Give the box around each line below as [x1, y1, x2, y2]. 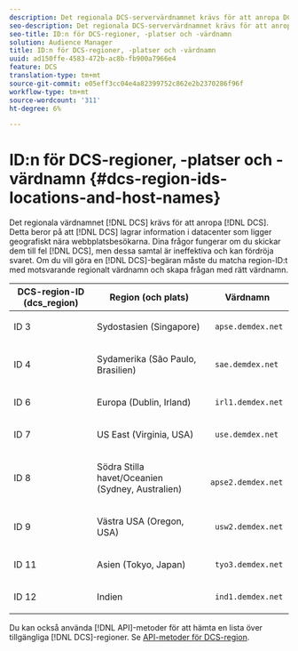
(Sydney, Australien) [97, 483, 183, 495]
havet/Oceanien [97, 472, 164, 485]
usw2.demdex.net [214, 522, 284, 532]
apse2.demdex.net [209, 478, 284, 487]
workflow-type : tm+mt [9, 87, 90, 96]
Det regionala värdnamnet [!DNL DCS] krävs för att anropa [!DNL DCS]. [9, 217, 269, 228]
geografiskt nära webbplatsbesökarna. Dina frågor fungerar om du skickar [9, 237, 281, 247]
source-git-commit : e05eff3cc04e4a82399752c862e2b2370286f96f [9, 79, 244, 88]
